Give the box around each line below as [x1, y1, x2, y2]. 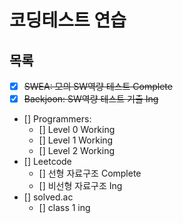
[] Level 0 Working [38, 124, 116, 136]
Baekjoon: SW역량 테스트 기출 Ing [23, 93, 159, 105]
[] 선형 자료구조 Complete [38, 167, 142, 180]
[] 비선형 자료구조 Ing [38, 180, 123, 192]
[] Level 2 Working [38, 145, 116, 157]
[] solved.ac [23, 191, 74, 203]
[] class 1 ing [38, 202, 91, 214]
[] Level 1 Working [38, 134, 114, 146]
